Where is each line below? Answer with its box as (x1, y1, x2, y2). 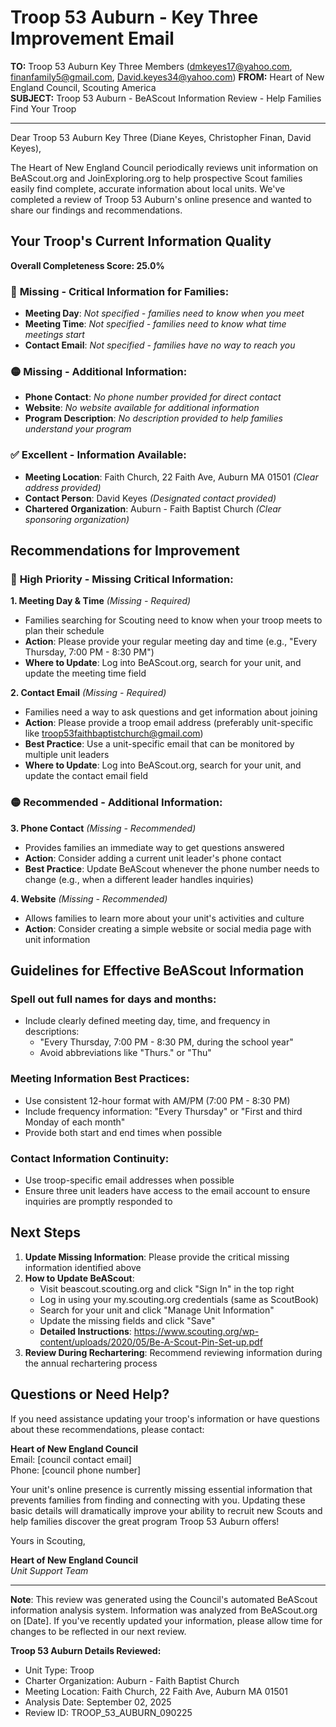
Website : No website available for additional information (24, 402, 260, 414)
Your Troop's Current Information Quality (10, 233, 272, 250)
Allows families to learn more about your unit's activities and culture (24, 912, 305, 924)
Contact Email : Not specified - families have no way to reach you (24, 339, 296, 351)
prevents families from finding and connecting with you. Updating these (10, 1494, 306, 1506)
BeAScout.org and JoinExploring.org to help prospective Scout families (10, 172, 303, 184)
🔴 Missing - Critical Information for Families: (10, 284, 230, 298)
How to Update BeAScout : (24, 1272, 135, 1284)
